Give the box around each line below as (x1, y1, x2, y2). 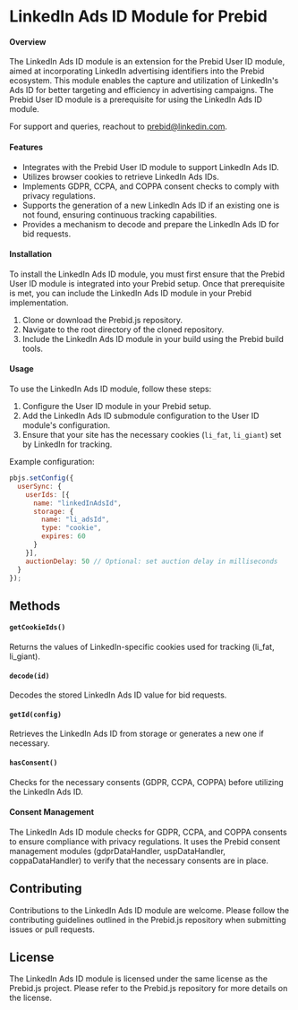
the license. (9, 992, 52, 1004)
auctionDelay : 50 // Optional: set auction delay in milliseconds (25, 557, 278, 566)
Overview (9, 36, 47, 47)
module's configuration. (21, 420, 111, 431)
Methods (9, 598, 61, 613)
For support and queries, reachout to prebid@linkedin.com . (9, 121, 228, 132)
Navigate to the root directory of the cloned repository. (21, 324, 225, 335)
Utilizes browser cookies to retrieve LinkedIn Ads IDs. (21, 171, 219, 182)
